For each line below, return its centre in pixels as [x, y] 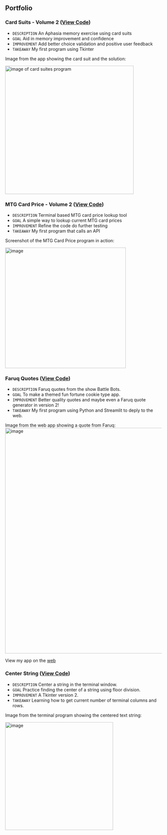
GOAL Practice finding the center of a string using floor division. [76, 690]
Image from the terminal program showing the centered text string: [74, 715]
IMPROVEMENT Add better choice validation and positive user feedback [83, 44]
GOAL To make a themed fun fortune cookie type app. [66, 394]
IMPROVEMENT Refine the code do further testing [60, 225]
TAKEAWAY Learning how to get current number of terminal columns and [84, 700]
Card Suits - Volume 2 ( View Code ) [48, 22]
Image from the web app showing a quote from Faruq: [60, 425]
